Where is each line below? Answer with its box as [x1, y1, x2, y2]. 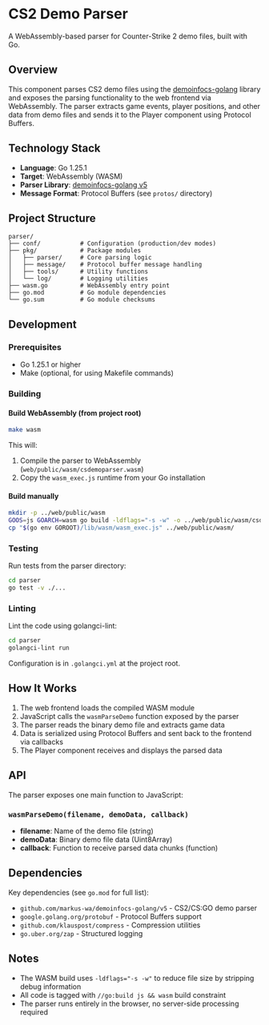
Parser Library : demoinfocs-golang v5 [19, 179, 148, 189]
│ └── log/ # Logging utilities [8, 275, 149, 283]
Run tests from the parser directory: [8, 561, 126, 571]
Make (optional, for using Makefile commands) [19, 368, 174, 378]
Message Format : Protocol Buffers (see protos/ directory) [19, 188, 213, 198]
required [19, 1007, 49, 1017]
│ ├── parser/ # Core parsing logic [8, 254, 152, 262]
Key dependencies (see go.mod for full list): [8, 887, 150, 897]
